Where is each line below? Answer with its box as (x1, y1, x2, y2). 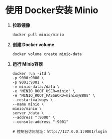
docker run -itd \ (12, 71, 51, 76)
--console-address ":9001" (12, 119, 69, 124)
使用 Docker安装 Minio (5, 5, 99, 16)
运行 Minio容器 (12, 61, 43, 67)
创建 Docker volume (12, 41, 55, 48)
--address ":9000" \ (12, 115, 55, 120)
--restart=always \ (12, 97, 53, 102)
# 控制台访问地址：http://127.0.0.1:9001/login (12, 129, 107, 134)
